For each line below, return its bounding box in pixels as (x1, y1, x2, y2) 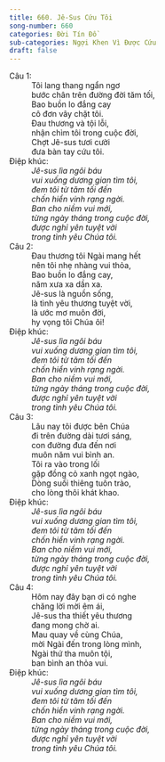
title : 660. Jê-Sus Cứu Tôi (9, 12, 114, 22)
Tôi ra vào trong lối (31, 459, 100, 470)
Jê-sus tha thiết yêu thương (31, 610, 133, 621)
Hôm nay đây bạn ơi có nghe (31, 592, 137, 602)
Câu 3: (9, 412, 34, 422)
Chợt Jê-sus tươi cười (31, 137, 111, 148)
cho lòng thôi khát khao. (31, 488, 120, 498)
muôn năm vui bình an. (31, 449, 115, 460)
